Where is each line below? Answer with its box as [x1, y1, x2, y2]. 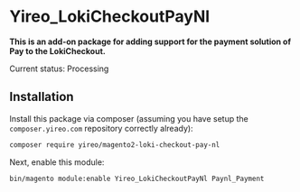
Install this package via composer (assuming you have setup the [9, 113, 248, 123]
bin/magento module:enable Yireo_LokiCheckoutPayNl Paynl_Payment [9, 174, 265, 183]
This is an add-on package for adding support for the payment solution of [9, 36, 292, 47]
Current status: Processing [9, 63, 109, 74]
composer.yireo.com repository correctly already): [9, 123, 193, 133]
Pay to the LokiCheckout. [9, 45, 106, 56]
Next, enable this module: [9, 156, 105, 168]
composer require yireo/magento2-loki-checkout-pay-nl [9, 140, 220, 150]
